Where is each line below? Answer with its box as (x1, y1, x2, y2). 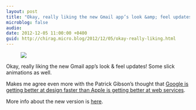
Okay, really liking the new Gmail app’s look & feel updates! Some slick (6, 63, 175, 70)
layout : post (6, 8, 38, 15)
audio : (6, 25, 22, 31)
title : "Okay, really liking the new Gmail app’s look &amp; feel (6, 14, 171, 20)
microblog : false (6, 19, 48, 25)
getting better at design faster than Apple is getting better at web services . (6, 87, 185, 94)
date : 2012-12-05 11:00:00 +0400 (6, 30, 87, 36)
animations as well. (6, 69, 52, 76)
